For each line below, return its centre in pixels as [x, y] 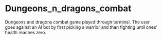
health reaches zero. [26, 32]
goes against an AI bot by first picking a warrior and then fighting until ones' [81, 27]
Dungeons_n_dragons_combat [68, 9]
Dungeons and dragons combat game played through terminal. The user [77, 22]
